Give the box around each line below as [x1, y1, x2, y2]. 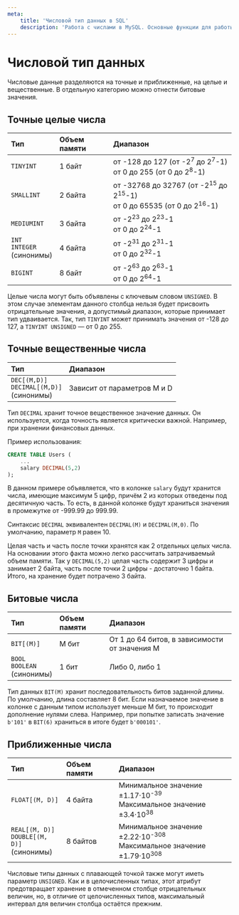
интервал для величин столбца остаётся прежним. [7, 899, 163, 908]
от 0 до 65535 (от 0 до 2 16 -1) [112, 200, 218, 211]
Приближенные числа [7, 738, 112, 751]
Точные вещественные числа [7, 343, 147, 355]
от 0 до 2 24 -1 [112, 223, 161, 235]
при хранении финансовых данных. [7, 423, 115, 432]
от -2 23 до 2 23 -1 [112, 213, 174, 224]
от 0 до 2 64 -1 [112, 272, 161, 284]
